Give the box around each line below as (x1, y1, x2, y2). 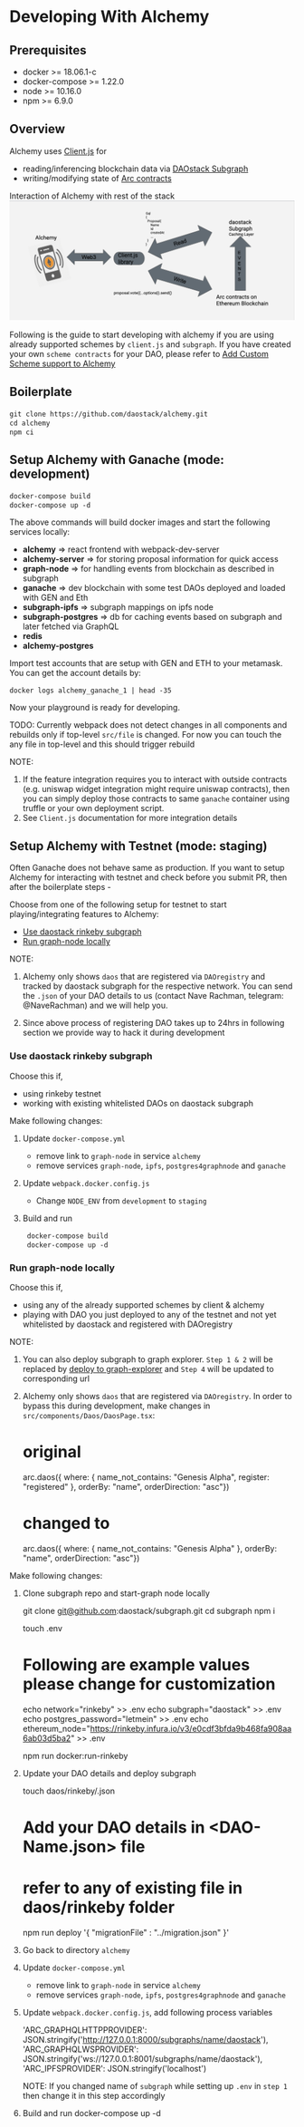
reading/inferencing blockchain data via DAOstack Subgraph (22, 163, 249, 174)
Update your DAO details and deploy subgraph (22, 1767, 197, 1778)
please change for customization (22, 1674, 276, 1695)
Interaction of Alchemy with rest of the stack (9, 190, 176, 201)
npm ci (9, 428, 34, 437)
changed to (22, 1513, 110, 1533)
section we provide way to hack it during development (22, 1027, 225, 1039)
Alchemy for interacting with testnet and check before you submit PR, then (9, 872, 288, 883)
